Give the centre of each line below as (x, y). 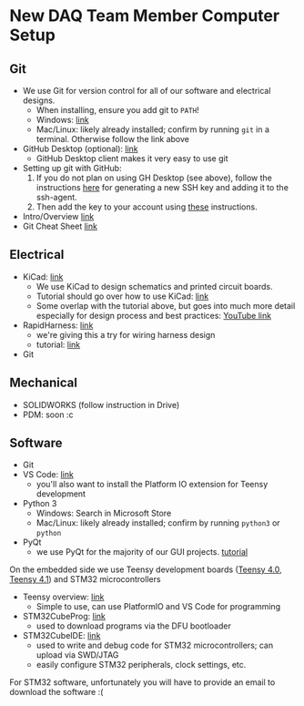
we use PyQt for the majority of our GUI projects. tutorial (142, 552)
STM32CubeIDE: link (61, 636)
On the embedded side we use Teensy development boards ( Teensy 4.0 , (146, 569)
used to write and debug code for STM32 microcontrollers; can (155, 645)
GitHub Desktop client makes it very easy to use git (132, 159)
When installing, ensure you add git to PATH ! (117, 110)
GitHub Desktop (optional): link (80, 148)
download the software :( (56, 692)
